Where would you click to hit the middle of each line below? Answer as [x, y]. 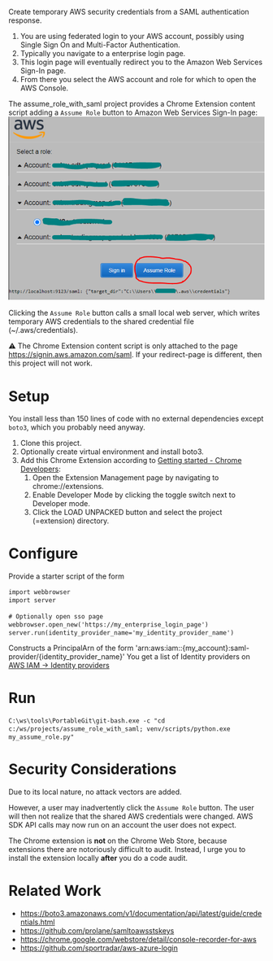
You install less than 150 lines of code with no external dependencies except [136, 419]
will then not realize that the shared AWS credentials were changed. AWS [131, 816]
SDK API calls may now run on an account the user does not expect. [123, 825]
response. [25, 20]
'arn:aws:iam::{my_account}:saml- [193, 648]
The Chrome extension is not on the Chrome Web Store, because [118, 841]
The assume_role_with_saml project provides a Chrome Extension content [132, 104]
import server [32, 601]
